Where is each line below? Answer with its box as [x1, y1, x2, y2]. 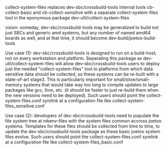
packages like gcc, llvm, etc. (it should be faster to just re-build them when [5, 87, 159, 93]
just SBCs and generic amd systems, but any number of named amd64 [5, 30, 151, 35]
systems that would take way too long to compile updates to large [23, 82, 159, 88]
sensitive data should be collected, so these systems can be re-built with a [5, 71, 159, 77]
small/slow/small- [114, 77, 150, 82]
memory [5, 82, 22, 88]
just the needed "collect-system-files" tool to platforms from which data [5, 66, 153, 72]
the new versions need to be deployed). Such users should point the [5, 92, 146, 98]
